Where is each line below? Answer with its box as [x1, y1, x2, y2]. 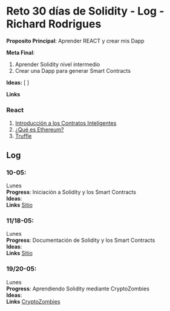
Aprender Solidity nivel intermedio [15, 61, 100, 68]
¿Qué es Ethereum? [15, 126, 64, 133]
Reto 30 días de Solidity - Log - [6, 4, 165, 18]
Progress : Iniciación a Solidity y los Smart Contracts [6, 188, 136, 195]
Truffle [15, 132, 32, 140]
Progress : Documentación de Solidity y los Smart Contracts [6, 236, 155, 244]
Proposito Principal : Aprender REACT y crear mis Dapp [6, 37, 145, 44]
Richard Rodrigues [6, 17, 102, 31]
